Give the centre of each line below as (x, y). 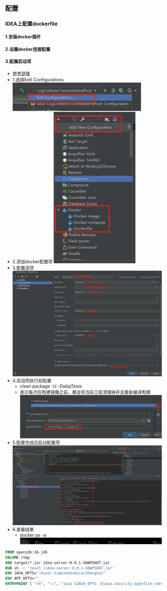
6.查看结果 (23, 530)
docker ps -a (33, 535)
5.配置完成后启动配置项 (36, 443)
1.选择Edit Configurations (38, 79)
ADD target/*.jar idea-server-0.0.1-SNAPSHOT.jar (58, 563)
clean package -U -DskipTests (51, 386)
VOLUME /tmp (17, 557)
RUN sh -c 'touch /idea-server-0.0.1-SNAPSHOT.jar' (60, 568)
